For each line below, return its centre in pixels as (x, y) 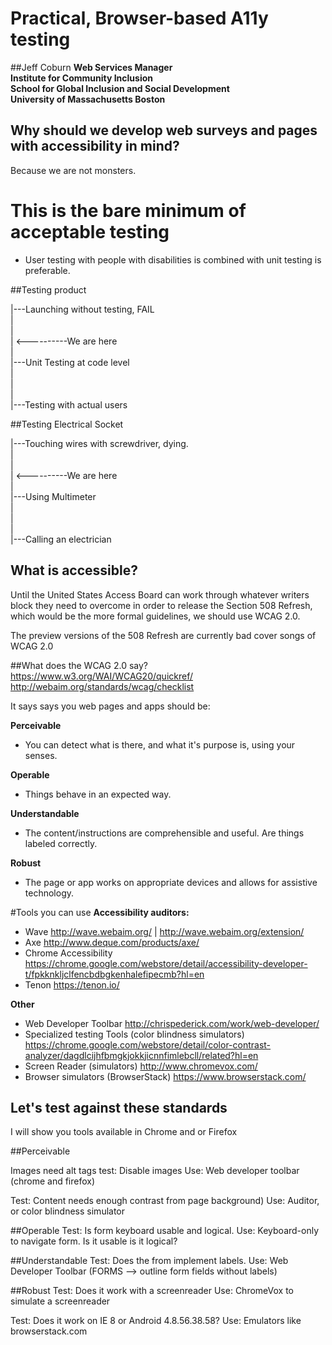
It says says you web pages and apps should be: (110, 706)
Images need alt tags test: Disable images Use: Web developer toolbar (155, 1171)
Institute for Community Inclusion (81, 78)
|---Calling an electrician (61, 539)
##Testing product (48, 289)
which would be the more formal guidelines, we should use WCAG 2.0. (155, 616)
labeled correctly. (61, 843)
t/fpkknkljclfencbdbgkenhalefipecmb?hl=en (114, 974)
